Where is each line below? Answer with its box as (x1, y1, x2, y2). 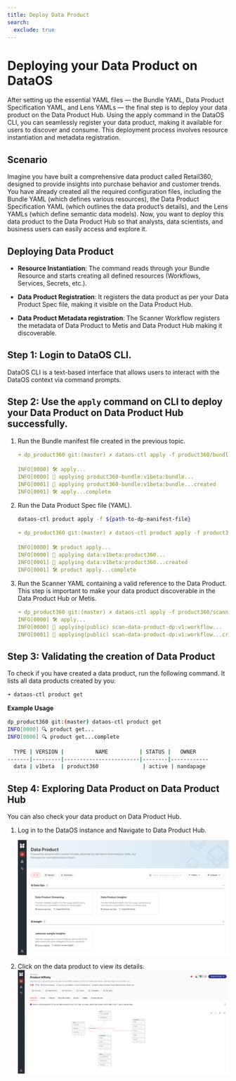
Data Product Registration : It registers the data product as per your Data (17, 293, 229, 301)
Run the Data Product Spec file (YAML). (17, 501, 132, 509)
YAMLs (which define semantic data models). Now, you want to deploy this (7, 210, 224, 219)
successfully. (7, 418, 68, 430)
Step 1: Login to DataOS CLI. (7, 349, 132, 361)
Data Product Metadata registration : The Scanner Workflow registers (17, 314, 221, 322)
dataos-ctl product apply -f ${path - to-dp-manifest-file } (17, 515, 191, 523)
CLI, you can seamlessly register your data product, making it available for (7, 118, 223, 127)
